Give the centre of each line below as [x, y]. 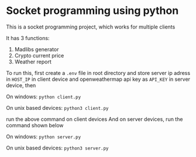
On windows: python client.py [44, 97]
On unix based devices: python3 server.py [58, 148]
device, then [21, 85]
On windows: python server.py [44, 136]
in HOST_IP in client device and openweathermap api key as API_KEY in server [98, 79]
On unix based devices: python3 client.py [58, 108]
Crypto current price [39, 55]
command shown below [35, 125]
